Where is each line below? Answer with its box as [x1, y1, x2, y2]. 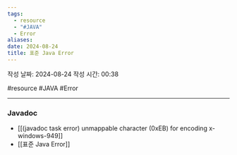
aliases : [7, 37, 33, 44]
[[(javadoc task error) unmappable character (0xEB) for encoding [17, 124, 208, 132]
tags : [7, 10, 23, 18]
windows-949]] [17, 132, 63, 140]
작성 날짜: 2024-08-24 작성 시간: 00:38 [7, 70, 119, 78]
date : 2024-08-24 [7, 43, 59, 50]
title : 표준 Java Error [7, 50, 74, 57]
